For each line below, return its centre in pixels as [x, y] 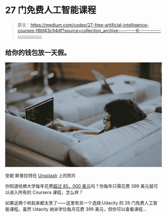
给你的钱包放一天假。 [38, 53]
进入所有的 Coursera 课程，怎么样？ [46, 192]
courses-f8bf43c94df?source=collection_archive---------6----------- [89, 30]
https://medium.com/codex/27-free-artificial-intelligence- [90, 25]
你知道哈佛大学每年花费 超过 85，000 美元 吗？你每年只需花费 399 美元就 [80, 186]
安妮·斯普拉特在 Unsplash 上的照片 [41, 175]
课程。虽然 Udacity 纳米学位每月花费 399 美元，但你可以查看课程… [78, 209]
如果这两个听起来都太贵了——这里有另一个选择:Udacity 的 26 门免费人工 [79, 203]
